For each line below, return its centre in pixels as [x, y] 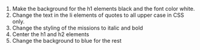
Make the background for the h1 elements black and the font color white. [103, 9]
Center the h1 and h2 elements [51, 34]
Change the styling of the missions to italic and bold [78, 28]
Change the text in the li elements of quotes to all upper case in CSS [98, 15]
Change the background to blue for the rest [67, 41]
